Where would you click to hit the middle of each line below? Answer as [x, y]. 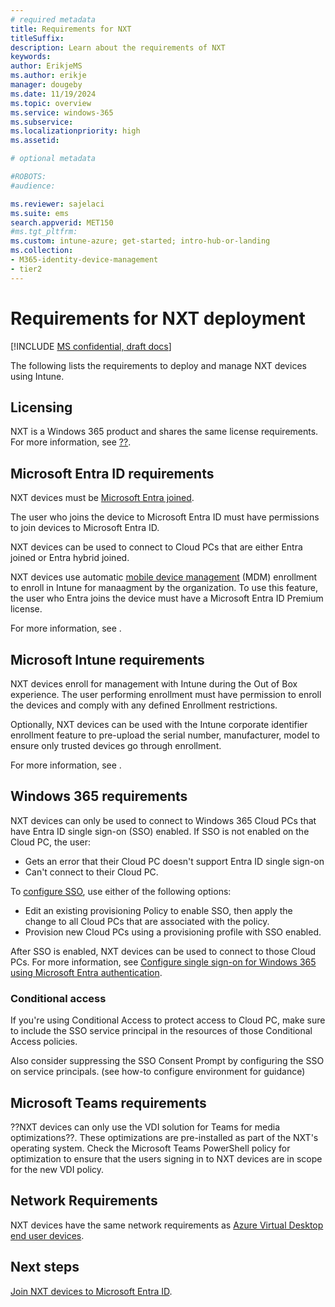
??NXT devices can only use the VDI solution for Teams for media [145, 1127]
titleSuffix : [37, 38]
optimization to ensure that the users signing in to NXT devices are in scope [166, 1158]
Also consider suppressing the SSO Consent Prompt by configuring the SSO [167, 1061]
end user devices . [47, 1235]
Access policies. [44, 1042]
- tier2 [26, 269]
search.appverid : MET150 [62, 222]
